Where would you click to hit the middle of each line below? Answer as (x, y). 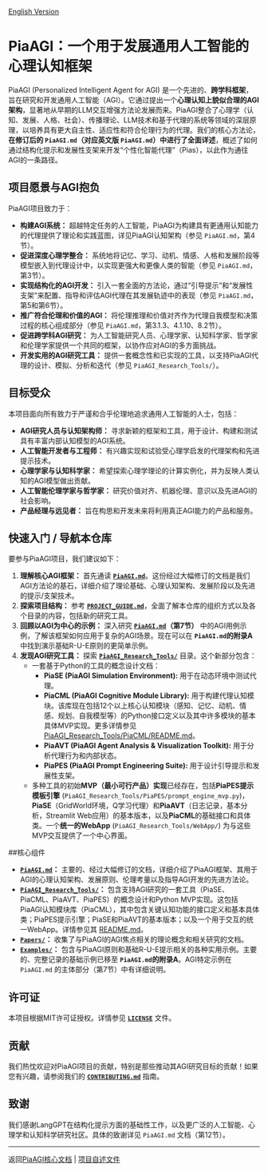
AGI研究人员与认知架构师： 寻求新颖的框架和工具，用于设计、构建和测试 (139, 430)
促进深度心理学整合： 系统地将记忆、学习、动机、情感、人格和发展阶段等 (140, 255)
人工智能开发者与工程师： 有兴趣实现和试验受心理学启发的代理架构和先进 (140, 450)
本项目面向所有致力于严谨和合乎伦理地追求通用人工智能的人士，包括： (124, 413)
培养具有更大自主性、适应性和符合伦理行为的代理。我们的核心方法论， (144, 130)
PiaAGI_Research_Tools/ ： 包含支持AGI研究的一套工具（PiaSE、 (124, 890)
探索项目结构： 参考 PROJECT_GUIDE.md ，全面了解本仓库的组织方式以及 (134, 606)
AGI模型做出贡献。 (65, 480)
